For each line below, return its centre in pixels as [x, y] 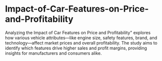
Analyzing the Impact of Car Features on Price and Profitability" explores [78, 32]
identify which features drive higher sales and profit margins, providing [76, 48]
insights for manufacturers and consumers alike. [54, 53]
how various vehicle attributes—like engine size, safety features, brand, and [81, 38]
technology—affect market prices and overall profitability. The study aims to [81, 43]
